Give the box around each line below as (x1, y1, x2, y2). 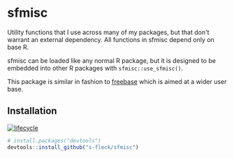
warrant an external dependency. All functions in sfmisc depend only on (7, 35, 214, 43)
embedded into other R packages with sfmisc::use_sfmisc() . (7, 64, 184, 72)
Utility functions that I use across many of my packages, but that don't (7, 28, 210, 36)
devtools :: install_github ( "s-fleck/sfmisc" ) (7, 143, 139, 151)
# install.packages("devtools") (7, 137, 101, 144)
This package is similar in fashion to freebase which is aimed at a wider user (7, 77, 227, 85)
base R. (7, 43, 29, 51)
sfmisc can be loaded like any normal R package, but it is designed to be (7, 56, 217, 64)
